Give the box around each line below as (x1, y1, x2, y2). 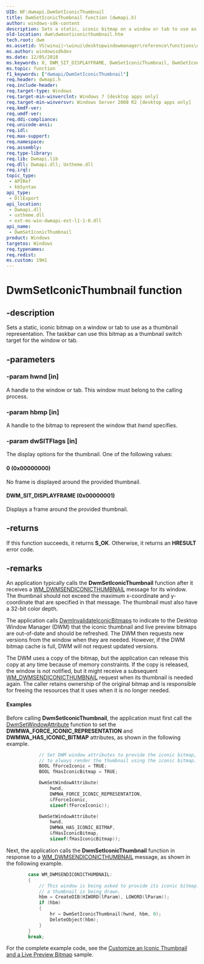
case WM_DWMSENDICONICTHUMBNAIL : (28, 871, 113, 878)
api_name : (6, 224, 32, 230)
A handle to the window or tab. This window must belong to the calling (6, 386, 183, 394)
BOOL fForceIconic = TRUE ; (38, 763, 107, 769)
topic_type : (6, 173, 36, 179)
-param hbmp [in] (6, 408, 59, 416)
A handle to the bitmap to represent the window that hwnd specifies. (6, 422, 178, 429)
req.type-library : (6, 150, 53, 156)
